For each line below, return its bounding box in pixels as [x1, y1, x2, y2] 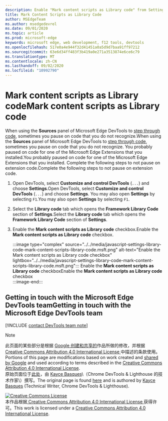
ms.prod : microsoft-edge [5, 36, 57, 41]
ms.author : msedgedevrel [5, 21, 57, 27]
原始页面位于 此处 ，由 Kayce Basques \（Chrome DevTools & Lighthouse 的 [5, 371, 158, 377]
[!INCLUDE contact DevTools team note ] [5, 322, 88, 328]
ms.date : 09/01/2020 [5, 26, 48, 31]
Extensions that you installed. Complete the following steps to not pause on [5, 159, 160, 166]
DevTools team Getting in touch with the [5, 301, 131, 309]
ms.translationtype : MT [5, 54, 55, 59]
